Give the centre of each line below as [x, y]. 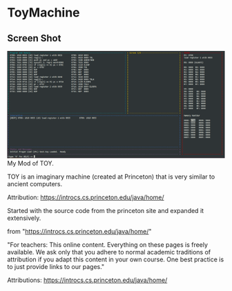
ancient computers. [35, 183]
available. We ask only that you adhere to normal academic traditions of [109, 252]
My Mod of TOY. [30, 163]
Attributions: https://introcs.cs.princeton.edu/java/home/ [87, 280]
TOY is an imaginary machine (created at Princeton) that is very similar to [111, 177]
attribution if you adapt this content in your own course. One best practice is [116, 259]
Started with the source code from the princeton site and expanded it [106, 210]
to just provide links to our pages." [56, 266]
